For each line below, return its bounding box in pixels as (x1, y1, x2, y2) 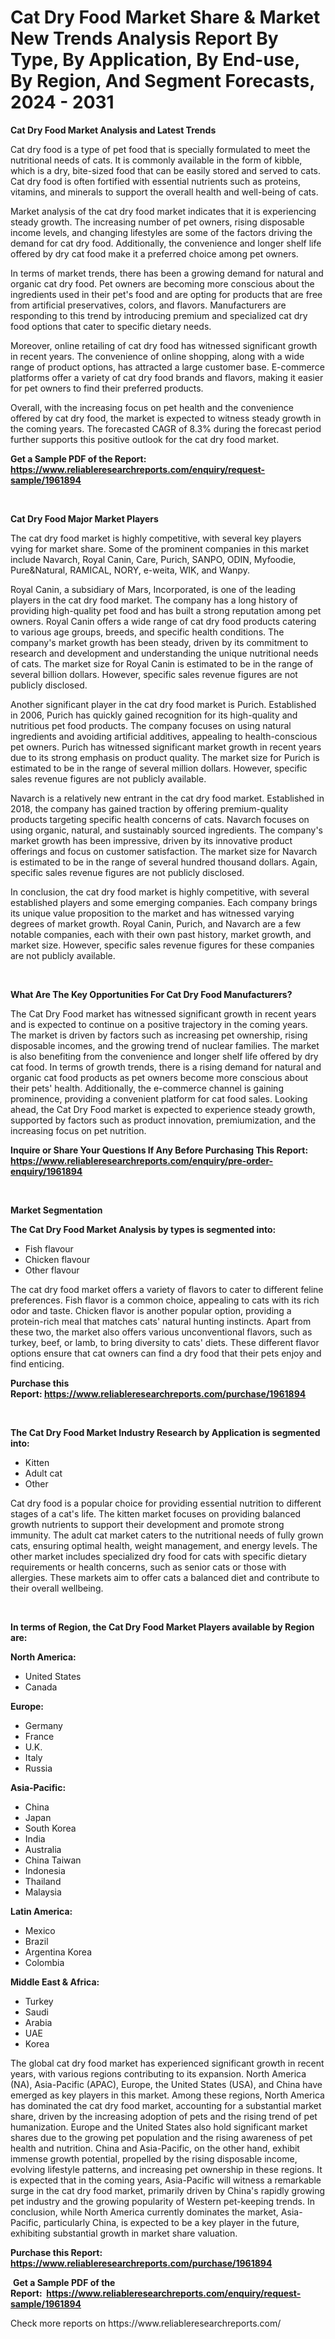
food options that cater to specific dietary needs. (10, 320, 212, 332)
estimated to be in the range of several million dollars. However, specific (10, 762, 308, 774)
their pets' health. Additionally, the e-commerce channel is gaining (10, 1082, 284, 1094)
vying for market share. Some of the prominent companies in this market (10, 542, 310, 555)
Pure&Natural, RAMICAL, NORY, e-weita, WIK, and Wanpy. (10, 564, 250, 576)
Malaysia (24, 1886, 62, 1898)
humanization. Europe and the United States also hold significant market (10, 2121, 308, 2133)
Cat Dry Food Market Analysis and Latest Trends (10, 124, 217, 136)
